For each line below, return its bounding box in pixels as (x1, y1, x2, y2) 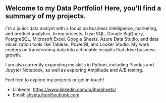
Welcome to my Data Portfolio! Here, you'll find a (5, 4, 161, 13)
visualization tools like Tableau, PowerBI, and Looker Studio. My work (5, 41, 150, 47)
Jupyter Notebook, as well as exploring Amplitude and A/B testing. (5, 67, 144, 73)
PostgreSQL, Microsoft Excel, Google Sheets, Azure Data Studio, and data (5, 36, 159, 42)
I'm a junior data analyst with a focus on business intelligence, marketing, (5, 25, 158, 31)
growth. (5, 52, 22, 58)
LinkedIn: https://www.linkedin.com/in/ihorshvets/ (12, 86, 117, 92)
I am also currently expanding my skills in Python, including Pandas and (5, 61, 154, 67)
